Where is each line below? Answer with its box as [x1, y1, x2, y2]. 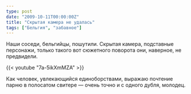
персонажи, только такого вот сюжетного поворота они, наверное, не [6, 47, 182, 54]
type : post [6, 8, 33, 15]
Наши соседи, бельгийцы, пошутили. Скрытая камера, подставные [6, 41, 174, 48]
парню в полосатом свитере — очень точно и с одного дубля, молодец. [6, 82, 186, 89]
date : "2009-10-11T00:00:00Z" [6, 14, 80, 20]
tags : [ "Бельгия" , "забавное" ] [6, 24, 82, 31]
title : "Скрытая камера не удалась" [6, 19, 95, 25]
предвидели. [6, 53, 38, 60]
